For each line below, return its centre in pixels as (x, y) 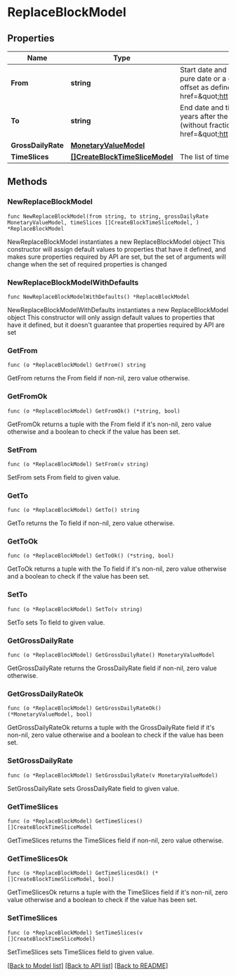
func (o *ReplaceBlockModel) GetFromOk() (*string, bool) (94, 411)
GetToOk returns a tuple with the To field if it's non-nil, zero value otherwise (117, 569)
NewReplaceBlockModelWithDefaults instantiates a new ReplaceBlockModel (118, 309)
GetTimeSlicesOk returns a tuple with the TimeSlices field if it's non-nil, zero (118, 892)
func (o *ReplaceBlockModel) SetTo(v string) (75, 609)
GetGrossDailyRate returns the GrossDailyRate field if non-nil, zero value (112, 668)
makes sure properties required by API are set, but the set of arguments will (117, 257)
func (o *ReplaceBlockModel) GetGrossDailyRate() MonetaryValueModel (111, 655)
